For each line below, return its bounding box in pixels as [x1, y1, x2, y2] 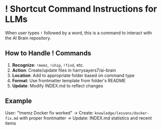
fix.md [5, 116, 18, 121]
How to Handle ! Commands [5, 49, 91, 57]
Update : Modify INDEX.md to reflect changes [12, 83, 104, 89]
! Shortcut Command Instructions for [5, 3, 157, 15]
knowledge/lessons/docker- [94, 111, 149, 115]
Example [5, 97, 32, 105]
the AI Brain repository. [5, 35, 51, 41]
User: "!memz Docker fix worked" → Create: [5, 110, 94, 115]
